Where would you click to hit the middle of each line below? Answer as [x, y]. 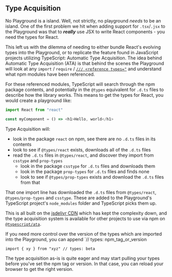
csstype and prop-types [38, 160]
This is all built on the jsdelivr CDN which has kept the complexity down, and [86, 213]
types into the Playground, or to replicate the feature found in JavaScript [82, 52]
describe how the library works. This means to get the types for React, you [84, 95]
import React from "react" [34, 110]
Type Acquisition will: [28, 129]
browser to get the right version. [39, 269]
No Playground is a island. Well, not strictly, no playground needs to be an [83, 20]
